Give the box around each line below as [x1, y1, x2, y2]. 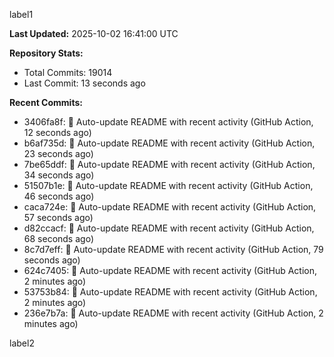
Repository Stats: [9, 47, 84, 59]
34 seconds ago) [23, 169, 95, 181]
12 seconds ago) [23, 127, 92, 138]
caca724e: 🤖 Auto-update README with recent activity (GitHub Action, [23, 201, 317, 213]
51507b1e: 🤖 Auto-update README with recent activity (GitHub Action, [23, 180, 314, 191]
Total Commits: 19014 [23, 67, 113, 78]
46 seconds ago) [23, 190, 95, 202]
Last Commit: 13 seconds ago [23, 77, 146, 89]
